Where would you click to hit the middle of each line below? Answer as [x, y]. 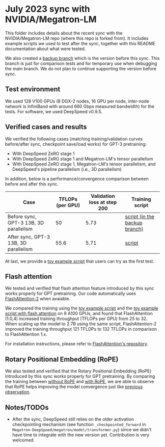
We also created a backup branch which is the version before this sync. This [82, 58]
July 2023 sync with [48, 9]
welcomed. [23, 440]
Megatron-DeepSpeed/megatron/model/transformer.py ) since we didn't [82, 430]
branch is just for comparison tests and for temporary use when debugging [81, 63]
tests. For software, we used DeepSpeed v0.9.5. [54, 111]
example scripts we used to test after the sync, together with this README [80, 43]
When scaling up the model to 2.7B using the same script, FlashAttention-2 [81, 324]
